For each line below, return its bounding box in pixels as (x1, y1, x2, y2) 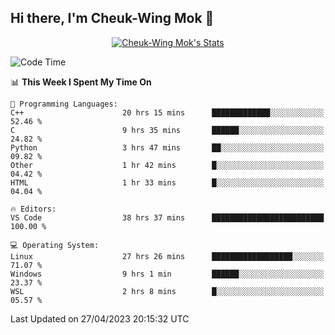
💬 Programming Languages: (10, 99, 118, 109)
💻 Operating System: (10, 240, 100, 250)
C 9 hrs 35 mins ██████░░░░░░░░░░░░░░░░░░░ (10, 125, 325, 135)
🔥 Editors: (10, 204, 57, 214)
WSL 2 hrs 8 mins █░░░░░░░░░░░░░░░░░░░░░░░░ (10, 286, 325, 296)
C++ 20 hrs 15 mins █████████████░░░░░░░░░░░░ (10, 107, 325, 118)
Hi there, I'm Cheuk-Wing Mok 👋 (10, 10, 215, 27)
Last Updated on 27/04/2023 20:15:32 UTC (10, 312, 190, 325)
